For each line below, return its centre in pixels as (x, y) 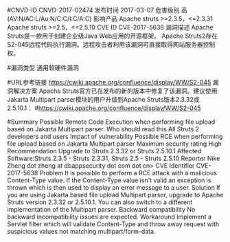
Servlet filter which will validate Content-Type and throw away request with (113, 224)
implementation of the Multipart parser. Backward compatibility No (101, 209)
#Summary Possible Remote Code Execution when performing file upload (111, 122)
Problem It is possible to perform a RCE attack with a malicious (128, 173)
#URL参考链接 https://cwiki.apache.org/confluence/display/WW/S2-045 (109, 82)
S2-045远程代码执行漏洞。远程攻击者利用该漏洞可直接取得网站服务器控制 (111, 44)
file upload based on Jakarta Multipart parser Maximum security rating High (114, 144)
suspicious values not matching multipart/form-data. (81, 231)
